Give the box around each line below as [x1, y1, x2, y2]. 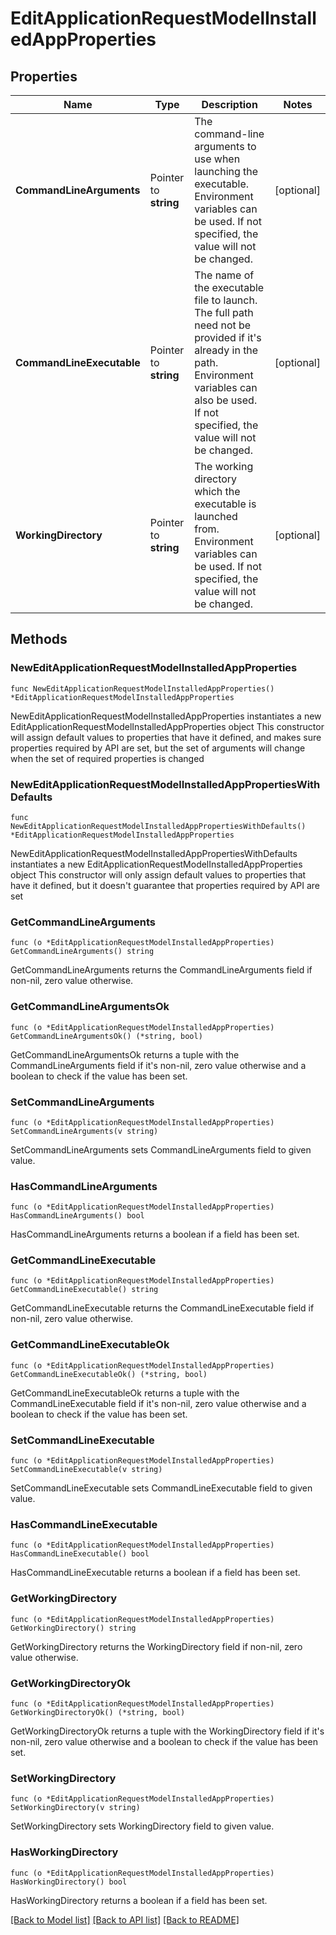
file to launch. [194, 293, 258, 307]
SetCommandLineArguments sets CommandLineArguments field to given [10, 1143, 312, 1156]
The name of [194, 268, 255, 282]
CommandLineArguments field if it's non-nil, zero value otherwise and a [10, 1059, 307, 1071]
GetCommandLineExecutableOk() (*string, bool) [10, 1369, 208, 1379]
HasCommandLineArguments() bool [10, 1211, 145, 1221]
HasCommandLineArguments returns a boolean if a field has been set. [10, 1228, 300, 1241]
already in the [194, 343, 259, 357]
